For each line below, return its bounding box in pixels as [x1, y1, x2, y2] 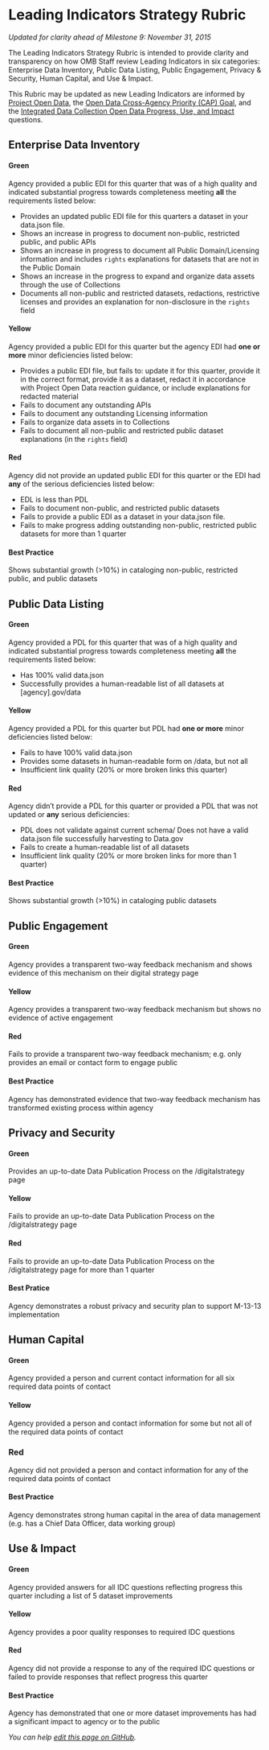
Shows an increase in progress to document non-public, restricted [19, 228, 240, 238]
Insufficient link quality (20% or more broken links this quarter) [19, 765, 227, 774]
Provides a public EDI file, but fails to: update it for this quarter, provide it [19, 365, 261, 375]
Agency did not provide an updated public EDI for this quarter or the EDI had [8, 470, 261, 480]
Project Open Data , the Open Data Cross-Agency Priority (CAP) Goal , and [8, 97, 251, 107]
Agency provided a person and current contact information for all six [8, 1373, 235, 1383]
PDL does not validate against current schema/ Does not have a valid [19, 825, 249, 835]
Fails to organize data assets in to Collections [19, 417, 170, 427]
